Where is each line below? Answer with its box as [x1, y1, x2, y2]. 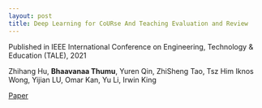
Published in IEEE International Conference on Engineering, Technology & [8, 41, 254, 51]
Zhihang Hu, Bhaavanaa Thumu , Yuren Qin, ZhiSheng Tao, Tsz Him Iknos [8, 66, 254, 76]
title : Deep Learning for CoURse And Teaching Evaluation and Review [8, 19, 249, 28]
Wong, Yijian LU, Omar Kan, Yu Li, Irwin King [8, 75, 157, 84]
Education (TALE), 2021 [8, 50, 87, 60]
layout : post [8, 11, 53, 20]
